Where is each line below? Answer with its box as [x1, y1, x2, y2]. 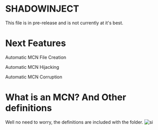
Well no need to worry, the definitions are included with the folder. [5, 119, 144, 125]
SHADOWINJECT [5, 3, 80, 15]
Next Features [5, 37, 66, 49]
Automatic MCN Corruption [5, 74, 62, 80]
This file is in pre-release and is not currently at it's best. [5, 20, 123, 26]
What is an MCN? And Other [5, 92, 127, 103]
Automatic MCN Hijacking [5, 64, 59, 70]
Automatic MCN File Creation [5, 54, 67, 60]
